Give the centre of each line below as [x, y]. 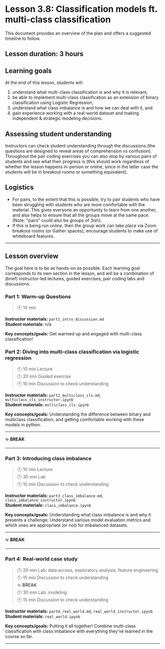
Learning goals [28, 71]
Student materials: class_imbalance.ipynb [48, 505]
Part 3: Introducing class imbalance [48, 459]
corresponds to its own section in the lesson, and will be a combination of [80, 273]
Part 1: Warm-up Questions [38, 296]
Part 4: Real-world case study [41, 559]
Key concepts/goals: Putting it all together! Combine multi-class [70, 626]
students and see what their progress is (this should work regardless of [77, 161]
